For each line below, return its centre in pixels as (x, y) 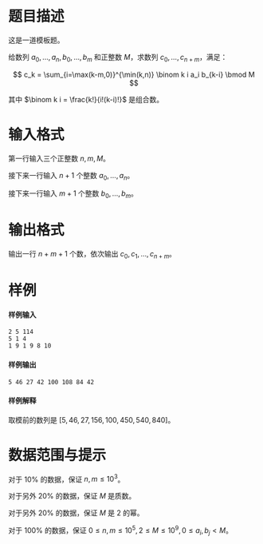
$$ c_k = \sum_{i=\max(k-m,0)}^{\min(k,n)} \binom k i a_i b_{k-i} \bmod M (134, 74)
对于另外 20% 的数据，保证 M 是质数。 (72, 496)
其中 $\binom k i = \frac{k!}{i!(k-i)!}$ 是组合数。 (86, 99)
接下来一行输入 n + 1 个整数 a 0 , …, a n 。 (71, 176)
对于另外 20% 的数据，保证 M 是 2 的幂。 (76, 513)
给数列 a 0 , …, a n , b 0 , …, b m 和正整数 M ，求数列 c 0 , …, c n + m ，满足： (118, 58)
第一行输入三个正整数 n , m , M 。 (59, 158)
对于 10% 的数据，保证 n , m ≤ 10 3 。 (67, 478)
